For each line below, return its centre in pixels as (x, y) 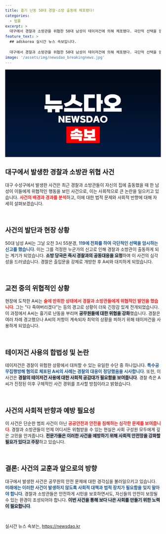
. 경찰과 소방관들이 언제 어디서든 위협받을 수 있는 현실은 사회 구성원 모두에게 (82, 430)
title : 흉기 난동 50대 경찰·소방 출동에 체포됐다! (50, 10)
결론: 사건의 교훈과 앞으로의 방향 (51, 468)
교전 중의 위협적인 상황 (38, 289)
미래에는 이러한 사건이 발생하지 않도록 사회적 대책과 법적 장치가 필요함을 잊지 (78, 488)
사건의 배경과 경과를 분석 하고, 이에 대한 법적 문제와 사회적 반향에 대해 (86, 197)
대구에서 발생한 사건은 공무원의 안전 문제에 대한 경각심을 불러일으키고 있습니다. (81, 481)
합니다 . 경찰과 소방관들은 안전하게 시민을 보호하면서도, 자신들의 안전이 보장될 (84, 493)
